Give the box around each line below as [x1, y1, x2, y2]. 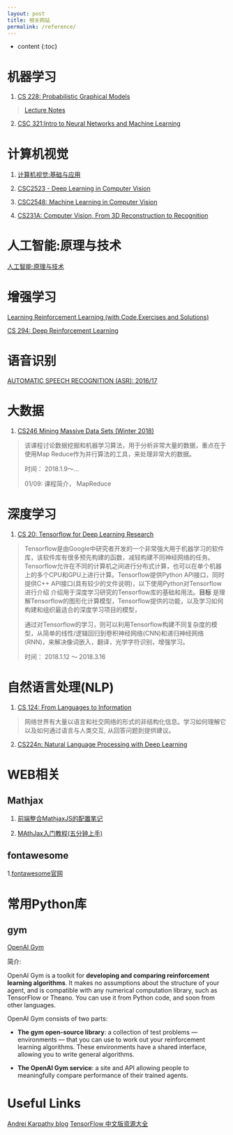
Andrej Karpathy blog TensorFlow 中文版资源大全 [7, 1119, 149, 1127]
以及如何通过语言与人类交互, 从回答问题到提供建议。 [24, 726, 175, 735]
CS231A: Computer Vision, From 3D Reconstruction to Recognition [17, 211, 209, 220]
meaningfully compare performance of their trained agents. [17, 1071, 188, 1079]
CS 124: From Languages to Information [17, 702, 132, 712]
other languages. [7, 1000, 57, 1009]
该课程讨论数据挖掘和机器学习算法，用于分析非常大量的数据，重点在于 [24, 441, 227, 449]
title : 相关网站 [7, 17, 50, 24]
